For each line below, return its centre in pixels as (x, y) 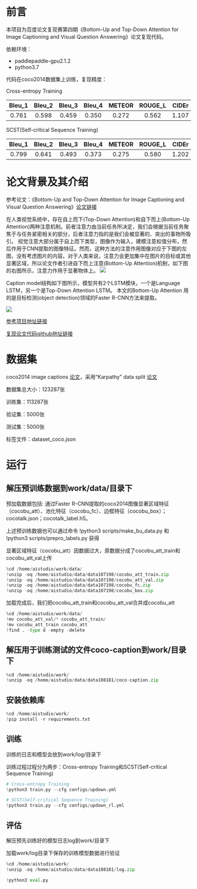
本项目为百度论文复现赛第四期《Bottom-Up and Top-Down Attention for (92, 29)
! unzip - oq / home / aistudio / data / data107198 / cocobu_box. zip (80, 591)
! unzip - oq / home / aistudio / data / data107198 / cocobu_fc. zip (78, 585)
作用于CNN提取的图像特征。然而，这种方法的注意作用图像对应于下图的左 (99, 248)
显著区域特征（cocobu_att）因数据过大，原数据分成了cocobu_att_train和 (93, 550)
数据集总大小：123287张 (36, 389)
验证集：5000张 (26, 414)
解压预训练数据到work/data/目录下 (69, 488)
